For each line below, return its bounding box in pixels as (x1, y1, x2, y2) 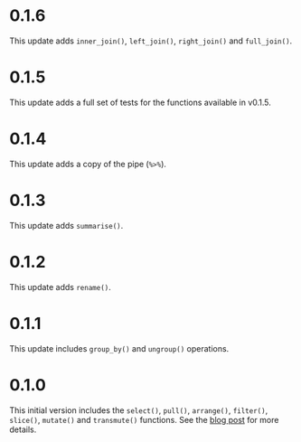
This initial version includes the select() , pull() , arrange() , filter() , (9, 404, 268, 416)
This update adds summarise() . (9, 220, 124, 230)
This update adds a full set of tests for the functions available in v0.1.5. (9, 97, 271, 108)
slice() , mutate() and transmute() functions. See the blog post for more (9, 414, 279, 425)
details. (9, 424, 37, 435)
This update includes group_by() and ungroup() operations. (9, 343, 230, 353)
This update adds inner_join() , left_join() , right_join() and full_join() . (9, 35, 293, 46)
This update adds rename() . (9, 281, 111, 292)
